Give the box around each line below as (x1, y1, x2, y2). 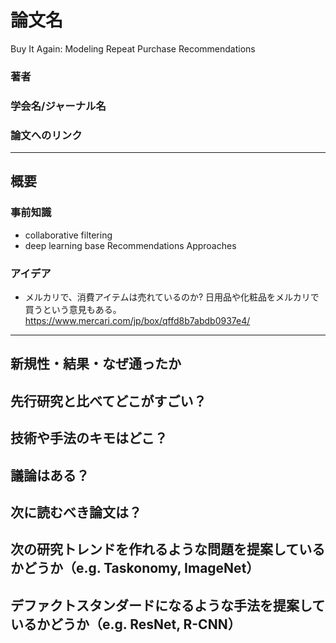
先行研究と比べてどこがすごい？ (10, 392, 207, 410)
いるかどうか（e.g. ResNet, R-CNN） (10, 616, 242, 633)
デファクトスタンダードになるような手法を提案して (10, 597, 326, 614)
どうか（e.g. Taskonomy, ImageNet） (23, 560, 260, 577)
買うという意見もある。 (24, 304, 122, 316)
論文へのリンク (10, 128, 83, 142)
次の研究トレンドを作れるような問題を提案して (10, 541, 300, 558)
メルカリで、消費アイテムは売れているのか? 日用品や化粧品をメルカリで (24, 291, 320, 303)
